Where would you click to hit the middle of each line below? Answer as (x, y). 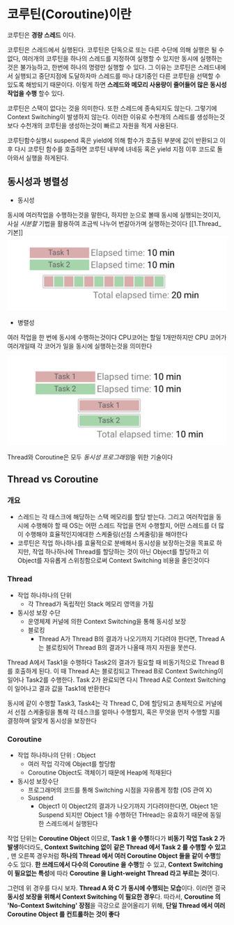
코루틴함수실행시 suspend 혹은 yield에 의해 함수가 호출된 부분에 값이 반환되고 (113, 140)
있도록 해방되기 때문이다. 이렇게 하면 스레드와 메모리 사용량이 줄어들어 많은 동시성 (117, 84)
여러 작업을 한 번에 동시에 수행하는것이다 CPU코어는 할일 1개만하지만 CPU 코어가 (117, 337)
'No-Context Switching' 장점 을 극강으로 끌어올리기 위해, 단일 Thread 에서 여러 (116, 905)
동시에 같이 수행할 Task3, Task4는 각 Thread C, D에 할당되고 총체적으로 (106, 703)
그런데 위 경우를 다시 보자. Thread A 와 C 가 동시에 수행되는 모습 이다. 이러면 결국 (117, 888)
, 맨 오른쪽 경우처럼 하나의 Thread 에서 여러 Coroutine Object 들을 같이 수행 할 (114, 855)
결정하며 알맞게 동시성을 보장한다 (52, 720)
